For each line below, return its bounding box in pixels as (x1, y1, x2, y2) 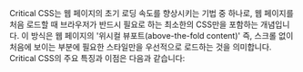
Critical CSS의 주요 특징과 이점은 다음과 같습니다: (9, 53, 186, 63)
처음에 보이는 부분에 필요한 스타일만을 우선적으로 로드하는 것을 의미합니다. (9, 41, 272, 52)
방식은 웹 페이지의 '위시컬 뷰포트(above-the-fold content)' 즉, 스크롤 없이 (30, 31, 294, 40)
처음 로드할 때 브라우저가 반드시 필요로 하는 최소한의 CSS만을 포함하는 (9, 19, 259, 30)
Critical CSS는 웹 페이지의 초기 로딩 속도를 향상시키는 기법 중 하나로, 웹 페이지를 (9, 8, 294, 18)
